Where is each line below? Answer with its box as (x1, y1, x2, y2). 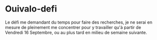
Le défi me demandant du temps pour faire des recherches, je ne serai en (5, 19, 153, 25)
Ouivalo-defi (5, 3, 57, 14)
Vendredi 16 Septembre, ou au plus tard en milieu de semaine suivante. (5, 29, 147, 35)
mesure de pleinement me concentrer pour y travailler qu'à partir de (5, 24, 141, 30)
